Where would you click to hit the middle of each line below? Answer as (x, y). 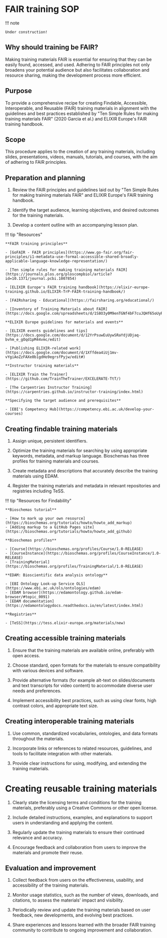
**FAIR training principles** (37, 244)
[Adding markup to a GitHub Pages (45, 527)
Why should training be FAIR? (52, 48)
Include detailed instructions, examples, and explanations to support (82, 817)
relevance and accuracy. (38, 837)
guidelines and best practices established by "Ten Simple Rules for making (82, 114)
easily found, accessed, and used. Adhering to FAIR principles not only (78, 64)
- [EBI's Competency (27, 409)
